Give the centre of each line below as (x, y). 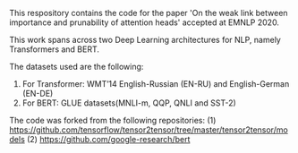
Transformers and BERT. (55, 49)
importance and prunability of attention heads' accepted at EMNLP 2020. (145, 22)
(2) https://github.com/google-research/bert (108, 139)
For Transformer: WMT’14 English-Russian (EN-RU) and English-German (156, 84)
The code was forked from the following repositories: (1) (113, 120)
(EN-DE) (38, 93)
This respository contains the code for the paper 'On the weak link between (149, 13)
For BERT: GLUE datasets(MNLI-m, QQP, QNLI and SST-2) (129, 103)
